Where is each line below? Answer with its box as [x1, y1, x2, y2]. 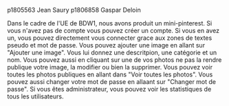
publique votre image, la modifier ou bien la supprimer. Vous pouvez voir [7, 63, 213, 71]
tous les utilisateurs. [7, 92, 64, 100]
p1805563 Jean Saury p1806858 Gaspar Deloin [7, 6, 141, 14]
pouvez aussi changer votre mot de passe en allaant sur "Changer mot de [7, 78, 217, 85]
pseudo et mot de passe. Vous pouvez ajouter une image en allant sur [7, 41, 205, 49]
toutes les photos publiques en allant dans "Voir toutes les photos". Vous [7, 70, 213, 78]
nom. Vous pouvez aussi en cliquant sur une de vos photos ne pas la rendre [7, 56, 222, 64]
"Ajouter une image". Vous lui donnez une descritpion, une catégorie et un [7, 48, 217, 56]
